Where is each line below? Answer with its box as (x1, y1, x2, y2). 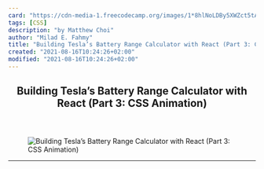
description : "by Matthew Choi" (8, 26, 114, 34)
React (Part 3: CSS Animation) (57, 97, 207, 110)
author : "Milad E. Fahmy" (8, 33, 93, 42)
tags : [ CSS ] (8, 19, 47, 27)
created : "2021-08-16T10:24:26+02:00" (8, 48, 135, 56)
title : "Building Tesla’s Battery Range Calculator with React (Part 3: (8, 41, 251, 49)
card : (8, 11, 26, 20)
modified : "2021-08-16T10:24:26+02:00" (8, 56, 139, 64)
